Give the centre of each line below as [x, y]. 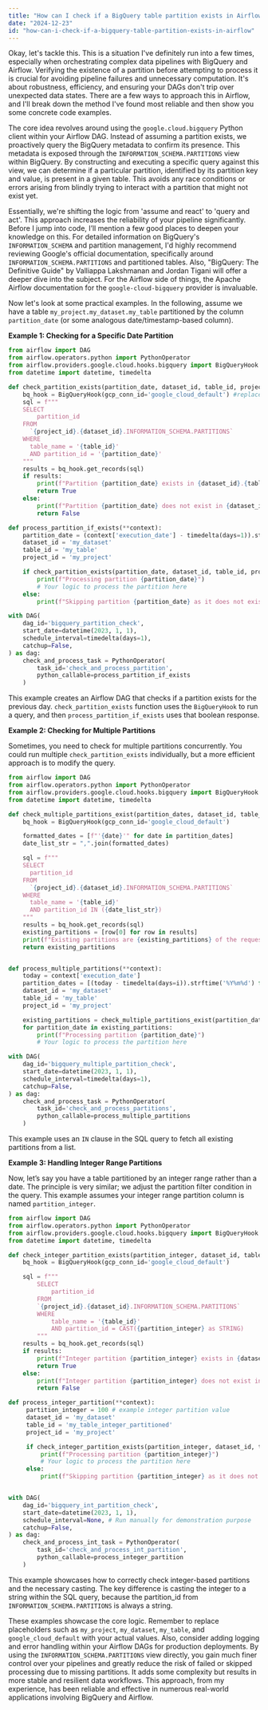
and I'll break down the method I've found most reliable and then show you [131, 104]
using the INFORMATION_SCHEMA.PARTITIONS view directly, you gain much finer [133, 1655]
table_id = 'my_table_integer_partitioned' [99, 1425]
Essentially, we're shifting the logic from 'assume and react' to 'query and [129, 212]
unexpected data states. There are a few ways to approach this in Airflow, [129, 96]
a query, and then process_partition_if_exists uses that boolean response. [134, 715]
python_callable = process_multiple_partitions [114, 1116]
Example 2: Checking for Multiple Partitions [82, 731]
